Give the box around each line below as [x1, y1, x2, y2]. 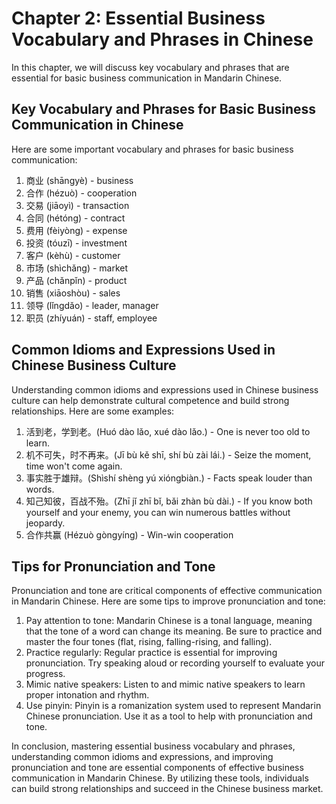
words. [25, 483, 55, 495]
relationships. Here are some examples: [11, 405, 175, 417]
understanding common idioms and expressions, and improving [11, 751, 274, 763]
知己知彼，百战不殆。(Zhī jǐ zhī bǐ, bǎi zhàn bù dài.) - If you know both [25, 495, 313, 507]
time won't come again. [25, 460, 123, 472]
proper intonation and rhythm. [25, 689, 150, 701]
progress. [25, 668, 66, 680]
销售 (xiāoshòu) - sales [25, 287, 121, 299]
